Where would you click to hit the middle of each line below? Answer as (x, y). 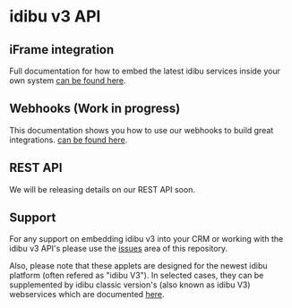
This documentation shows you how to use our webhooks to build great (142, 130)
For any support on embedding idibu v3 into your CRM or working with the (146, 239)
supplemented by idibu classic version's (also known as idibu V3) (130, 285)
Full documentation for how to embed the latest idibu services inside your (145, 71)
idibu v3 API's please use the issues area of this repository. (119, 249)
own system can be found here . (68, 81)
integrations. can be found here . (69, 140)
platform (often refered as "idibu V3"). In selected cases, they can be (137, 276)
